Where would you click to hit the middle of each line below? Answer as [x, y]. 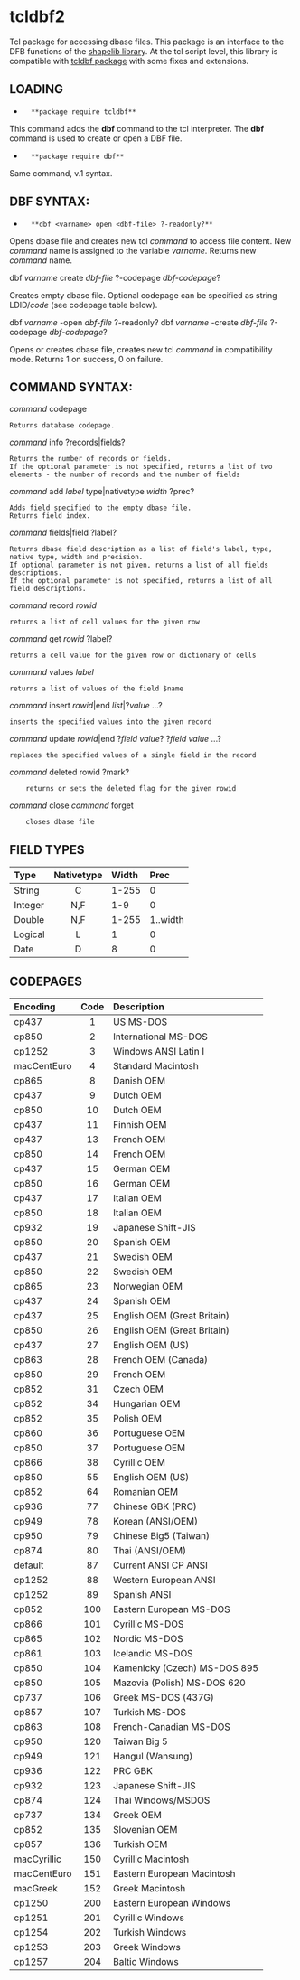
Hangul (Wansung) [153, 1756]
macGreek [36, 1888]
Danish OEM [139, 1080]
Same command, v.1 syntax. [61, 173]
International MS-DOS [160, 1037]
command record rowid [53, 605]
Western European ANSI [164, 1580]
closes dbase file [60, 822]
